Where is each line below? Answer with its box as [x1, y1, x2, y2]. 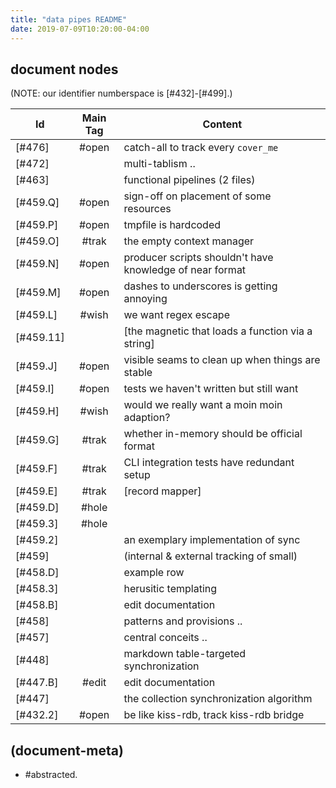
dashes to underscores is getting [123, 279, 278, 293]
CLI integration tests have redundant [123, 456, 295, 470]
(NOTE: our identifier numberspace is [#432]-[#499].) [10, 87, 233, 100]
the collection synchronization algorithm [123, 692, 313, 706]
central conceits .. [123, 631, 208, 645]
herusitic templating [123, 582, 218, 596]
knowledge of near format [123, 263, 247, 277]
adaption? [123, 411, 171, 425]
